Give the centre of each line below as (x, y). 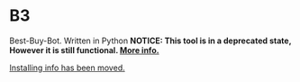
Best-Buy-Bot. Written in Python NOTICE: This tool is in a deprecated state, (150, 41)
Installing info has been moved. (67, 68)
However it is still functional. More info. (84, 50)
